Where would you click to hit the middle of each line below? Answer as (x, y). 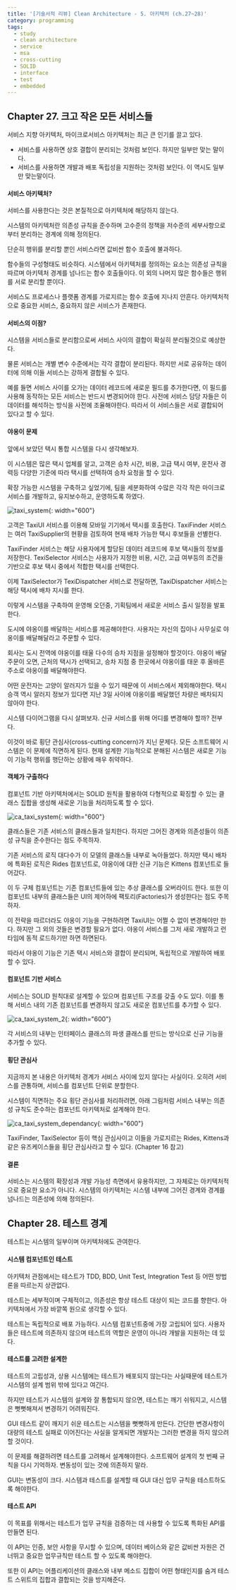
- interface (31, 73)
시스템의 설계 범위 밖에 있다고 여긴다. (58, 1384)
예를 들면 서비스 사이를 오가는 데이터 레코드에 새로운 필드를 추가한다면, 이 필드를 (117, 388)
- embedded (30, 86)
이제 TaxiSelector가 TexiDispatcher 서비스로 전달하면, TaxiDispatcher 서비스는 (117, 581)
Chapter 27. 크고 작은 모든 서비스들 (80, 116)
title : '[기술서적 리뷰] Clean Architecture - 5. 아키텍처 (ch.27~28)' (107, 14)
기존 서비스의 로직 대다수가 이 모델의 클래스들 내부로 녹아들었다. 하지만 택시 (111, 855)
